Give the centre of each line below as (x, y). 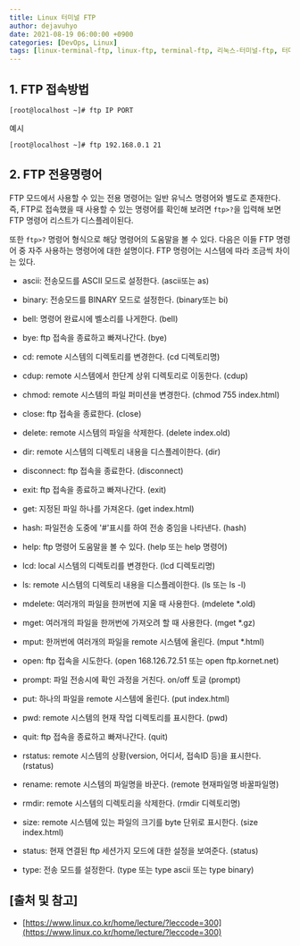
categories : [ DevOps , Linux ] (63, 42)
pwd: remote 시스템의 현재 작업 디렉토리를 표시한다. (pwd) (125, 717)
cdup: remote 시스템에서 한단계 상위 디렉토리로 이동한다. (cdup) (135, 376)
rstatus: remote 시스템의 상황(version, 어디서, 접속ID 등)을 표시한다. (142, 756)
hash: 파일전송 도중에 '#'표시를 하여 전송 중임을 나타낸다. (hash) (134, 528)
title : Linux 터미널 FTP (53, 17)
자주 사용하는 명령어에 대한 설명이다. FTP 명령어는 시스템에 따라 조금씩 (151, 250)
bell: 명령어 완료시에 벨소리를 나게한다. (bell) (100, 318)
